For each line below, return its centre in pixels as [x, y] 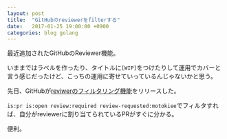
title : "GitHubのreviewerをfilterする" [64, 20]
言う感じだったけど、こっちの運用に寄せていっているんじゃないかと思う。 [112, 76]
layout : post [26, 13]
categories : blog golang [43, 33]
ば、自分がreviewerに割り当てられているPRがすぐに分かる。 [93, 114]
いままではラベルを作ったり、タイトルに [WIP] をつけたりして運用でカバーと [114, 68]
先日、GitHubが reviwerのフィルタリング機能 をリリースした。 [94, 91]
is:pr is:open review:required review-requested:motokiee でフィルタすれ [113, 106]
